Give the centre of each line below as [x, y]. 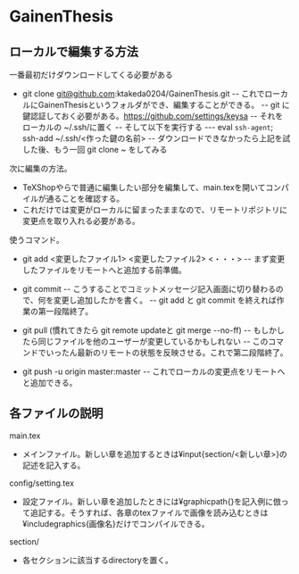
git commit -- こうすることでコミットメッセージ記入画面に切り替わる [149, 289]
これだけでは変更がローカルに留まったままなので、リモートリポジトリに [155, 210]
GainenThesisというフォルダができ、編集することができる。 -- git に [164, 105]
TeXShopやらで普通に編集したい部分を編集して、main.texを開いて [144, 187]
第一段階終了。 [66, 311]
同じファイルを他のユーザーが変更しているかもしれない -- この [153, 341]
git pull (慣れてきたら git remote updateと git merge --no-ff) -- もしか [149, 330]
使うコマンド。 [37, 240]
